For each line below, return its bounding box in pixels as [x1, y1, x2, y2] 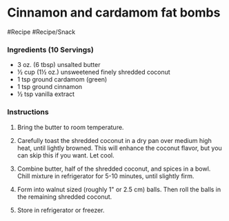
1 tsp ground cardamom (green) [17, 75, 108, 84]
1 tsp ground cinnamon [17, 83, 83, 91]
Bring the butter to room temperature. [17, 123, 124, 131]
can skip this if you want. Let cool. [17, 151, 115, 160]
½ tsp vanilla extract [17, 90, 74, 98]
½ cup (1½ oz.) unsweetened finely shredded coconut [17, 68, 170, 77]
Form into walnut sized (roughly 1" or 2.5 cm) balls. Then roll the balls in [17, 185, 221, 193]
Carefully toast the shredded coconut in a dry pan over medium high [17, 136, 212, 144]
